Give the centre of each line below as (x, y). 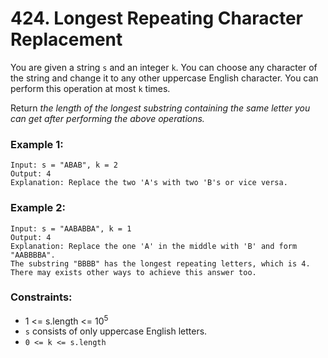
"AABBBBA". (33, 255)
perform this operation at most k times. (90, 88)
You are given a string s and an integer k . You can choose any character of (164, 67)
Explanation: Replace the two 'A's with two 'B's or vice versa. (149, 183)
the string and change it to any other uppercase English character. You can (164, 78)
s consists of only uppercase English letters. (116, 331)
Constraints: (41, 297)
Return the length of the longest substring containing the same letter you (160, 108)
